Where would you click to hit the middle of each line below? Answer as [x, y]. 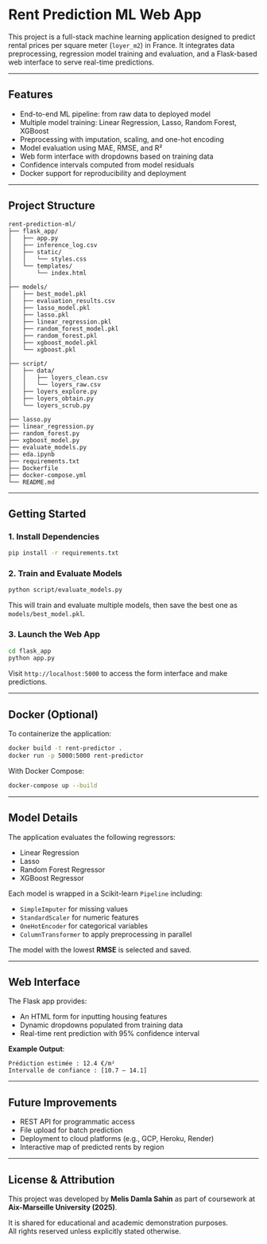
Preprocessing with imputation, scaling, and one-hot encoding [122, 139]
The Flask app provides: [48, 1001]
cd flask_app [30, 651]
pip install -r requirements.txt [64, 553]
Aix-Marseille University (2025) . [63, 1207]
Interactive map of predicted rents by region [92, 1147]
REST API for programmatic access [77, 1122]
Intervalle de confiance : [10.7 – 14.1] [78, 1071]
